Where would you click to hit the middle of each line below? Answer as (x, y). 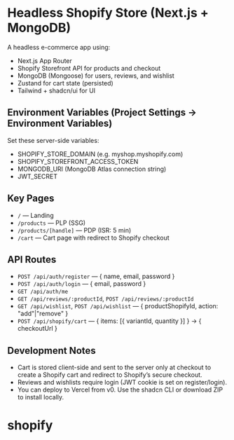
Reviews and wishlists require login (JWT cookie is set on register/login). (122, 383)
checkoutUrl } (37, 329)
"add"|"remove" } (43, 314)
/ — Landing (35, 215)
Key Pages (31, 199)
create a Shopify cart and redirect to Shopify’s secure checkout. (110, 375)
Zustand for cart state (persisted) (65, 83)
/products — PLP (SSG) (51, 223)
